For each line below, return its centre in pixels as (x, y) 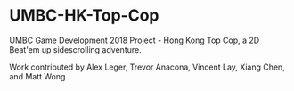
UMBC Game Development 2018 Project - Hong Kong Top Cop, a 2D (135, 40)
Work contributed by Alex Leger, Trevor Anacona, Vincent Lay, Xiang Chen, (147, 67)
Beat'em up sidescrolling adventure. (75, 49)
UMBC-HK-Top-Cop (84, 16)
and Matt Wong (37, 76)
